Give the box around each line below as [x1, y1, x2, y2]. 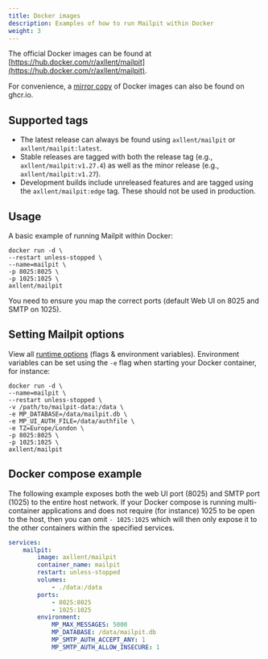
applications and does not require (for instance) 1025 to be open [41, 505, 255, 516]
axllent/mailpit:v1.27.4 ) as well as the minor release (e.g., [19, 160, 220, 170]
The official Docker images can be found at [8, 49, 151, 59]
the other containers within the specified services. [8, 523, 175, 533]
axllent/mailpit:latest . [19, 143, 102, 153]
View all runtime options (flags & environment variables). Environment [8, 349, 240, 359]
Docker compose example [8, 467, 142, 481]
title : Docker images [8, 11, 81, 20]
